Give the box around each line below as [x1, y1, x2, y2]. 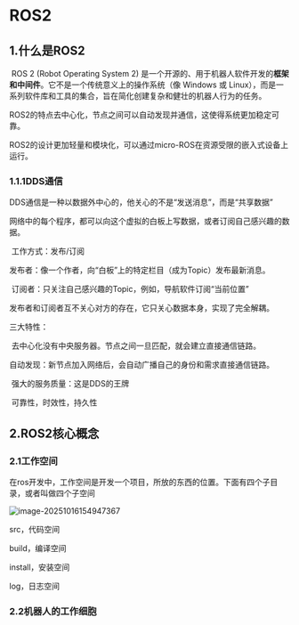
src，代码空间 [9, 524, 61, 534]
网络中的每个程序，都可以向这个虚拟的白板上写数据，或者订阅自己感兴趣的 [9, 215, 282, 227]
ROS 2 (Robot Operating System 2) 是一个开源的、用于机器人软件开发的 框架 [11, 69, 289, 78]
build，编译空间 [9, 542, 67, 553]
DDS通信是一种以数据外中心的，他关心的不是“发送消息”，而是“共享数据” [9, 197, 273, 207]
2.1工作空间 [9, 455, 58, 467]
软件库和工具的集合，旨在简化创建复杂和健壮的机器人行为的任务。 [24, 91, 267, 101]
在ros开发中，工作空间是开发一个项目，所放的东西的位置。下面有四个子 [9, 476, 271, 487]
